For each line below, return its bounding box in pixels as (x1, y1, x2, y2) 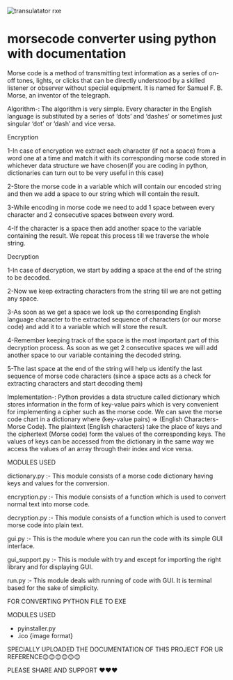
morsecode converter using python (7, 31, 217, 47)
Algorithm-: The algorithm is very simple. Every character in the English (7, 105, 212, 113)
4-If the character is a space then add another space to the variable (7, 224, 202, 232)
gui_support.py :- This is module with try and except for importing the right (7, 555, 221, 564)
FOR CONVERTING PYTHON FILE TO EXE (7, 597, 127, 605)
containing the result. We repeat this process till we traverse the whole (7, 231, 209, 240)
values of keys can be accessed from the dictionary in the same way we (7, 437, 214, 446)
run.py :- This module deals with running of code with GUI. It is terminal (7, 576, 212, 584)
